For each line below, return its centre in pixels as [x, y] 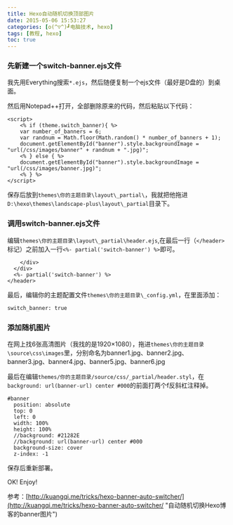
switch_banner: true [38, 308]
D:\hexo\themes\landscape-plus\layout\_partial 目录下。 [91, 204]
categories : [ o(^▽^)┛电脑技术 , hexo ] [60, 27]
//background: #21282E [47, 435]
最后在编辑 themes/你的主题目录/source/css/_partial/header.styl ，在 [106, 376]
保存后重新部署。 [32, 467]
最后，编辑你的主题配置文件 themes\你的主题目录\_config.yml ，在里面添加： [114, 294]
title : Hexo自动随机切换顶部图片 [51, 14]
